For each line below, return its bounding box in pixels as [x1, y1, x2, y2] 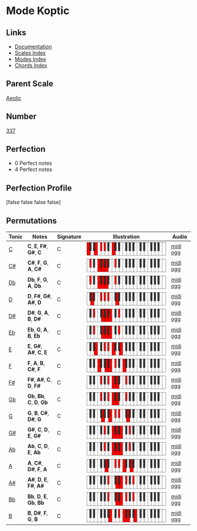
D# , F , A [27, 466, 47, 473]
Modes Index [14, 56, 46, 62]
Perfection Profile [6, 183, 72, 193]
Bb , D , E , [27, 493, 49, 500]
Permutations [6, 216, 57, 226]
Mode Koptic [6, 4, 70, 18]
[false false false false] [6, 199, 61, 206]
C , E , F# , [27, 242, 48, 249]
